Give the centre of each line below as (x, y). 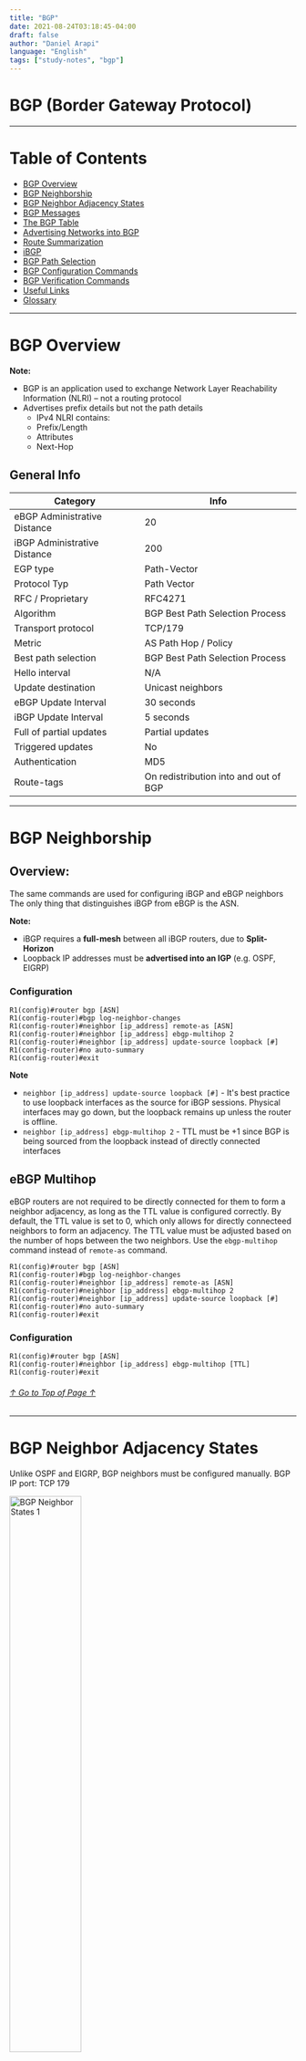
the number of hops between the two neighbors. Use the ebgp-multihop (143, 1240)
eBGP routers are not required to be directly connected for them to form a (148, 1202)
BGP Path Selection (59, 261)
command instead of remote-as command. (89, 1250)
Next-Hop (55, 446)
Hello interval (42, 672)
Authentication (46, 761)
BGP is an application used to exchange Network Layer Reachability (150, 388)
